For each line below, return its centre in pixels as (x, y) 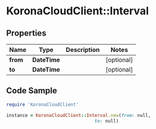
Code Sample (32, 91)
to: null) (107, 121)
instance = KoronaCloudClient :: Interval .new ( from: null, (79, 115)
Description (83, 50)
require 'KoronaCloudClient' (42, 105)
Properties (26, 33)
